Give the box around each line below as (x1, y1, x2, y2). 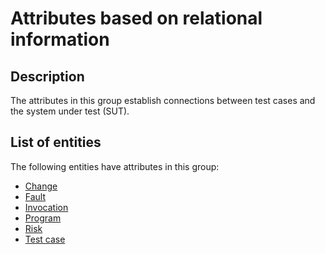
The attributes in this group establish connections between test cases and (10, 95, 316, 106)
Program (24, 212, 62, 224)
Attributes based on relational (10, 7, 263, 30)
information (10, 28, 110, 51)
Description (10, 68, 85, 85)
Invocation (24, 201, 69, 213)
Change (24, 180, 58, 192)
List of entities (10, 134, 102, 151)
